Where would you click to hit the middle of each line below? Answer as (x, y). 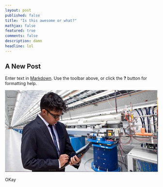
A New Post (23, 66)
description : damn (24, 41)
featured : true (20, 31)
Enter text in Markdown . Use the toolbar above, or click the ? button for (76, 78)
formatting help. (21, 83)
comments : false (21, 36)
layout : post (18, 10)
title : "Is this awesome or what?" (41, 20)
